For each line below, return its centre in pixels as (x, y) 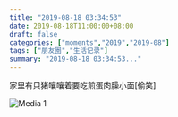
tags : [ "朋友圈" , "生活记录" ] (59, 51)
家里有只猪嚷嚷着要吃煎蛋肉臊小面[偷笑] (83, 85)
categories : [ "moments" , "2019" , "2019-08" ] (89, 42)
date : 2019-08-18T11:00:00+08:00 (72, 26)
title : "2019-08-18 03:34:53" (66, 17)
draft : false (34, 34)
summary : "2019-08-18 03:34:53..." (76, 59)
